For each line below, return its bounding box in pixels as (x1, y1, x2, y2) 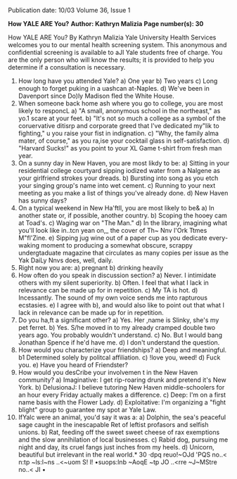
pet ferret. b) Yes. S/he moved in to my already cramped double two (18, 324, 216, 331)
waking (18, 241, 40, 249)
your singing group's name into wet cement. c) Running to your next (18, 181, 216, 189)
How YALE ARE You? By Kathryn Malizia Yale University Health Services (8, 33, 217, 41)
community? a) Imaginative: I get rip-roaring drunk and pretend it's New (18, 376, 227, 384)
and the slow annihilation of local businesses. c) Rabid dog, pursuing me (18, 435, 229, 444)
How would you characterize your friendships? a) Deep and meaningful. (18, 346, 227, 354)
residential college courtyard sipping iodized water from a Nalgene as (18, 167, 221, 174)
